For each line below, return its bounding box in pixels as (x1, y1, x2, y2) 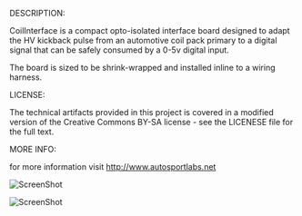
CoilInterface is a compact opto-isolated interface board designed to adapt (9, 25, 290, 35)
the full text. (9, 126, 55, 137)
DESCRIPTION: (9, 8, 65, 18)
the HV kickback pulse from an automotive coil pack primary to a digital (9, 35, 277, 45)
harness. (9, 72, 43, 83)
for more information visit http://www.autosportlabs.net (9, 162, 216, 172)
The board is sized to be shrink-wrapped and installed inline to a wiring (9, 63, 276, 73)
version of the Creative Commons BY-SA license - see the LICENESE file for (9, 117, 294, 127)
